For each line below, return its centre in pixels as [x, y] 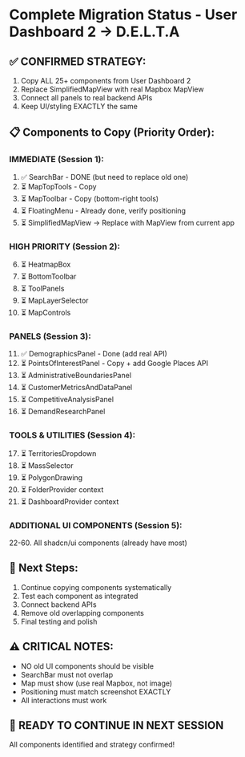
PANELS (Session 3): [50, 336]
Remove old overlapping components [82, 613]
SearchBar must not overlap [67, 674]
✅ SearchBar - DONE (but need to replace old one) [104, 177]
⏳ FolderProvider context [62, 489]
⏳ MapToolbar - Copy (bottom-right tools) [90, 198]
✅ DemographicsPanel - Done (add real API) [94, 354]
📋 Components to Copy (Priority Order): [112, 133]
